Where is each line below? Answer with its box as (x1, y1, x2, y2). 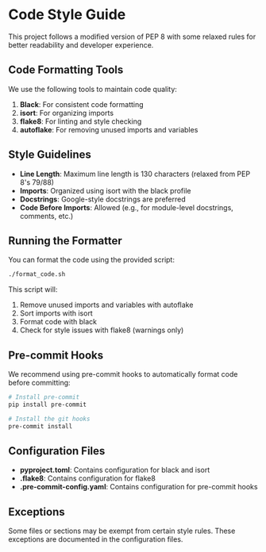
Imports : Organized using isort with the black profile (19, 186, 191, 195)
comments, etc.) (19, 211, 74, 220)
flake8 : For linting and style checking (19, 117, 142, 126)
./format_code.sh (8, 270, 66, 278)
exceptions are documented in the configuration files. (8, 535, 183, 544)
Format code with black (19, 317, 98, 327)
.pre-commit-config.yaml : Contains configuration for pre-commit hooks (19, 482, 258, 492)
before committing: (8, 378, 71, 388)
